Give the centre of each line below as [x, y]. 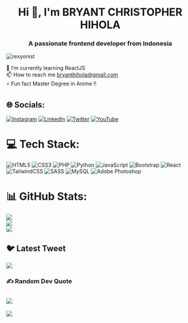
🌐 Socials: [26, 105]
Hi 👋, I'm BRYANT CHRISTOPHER [100, 12]
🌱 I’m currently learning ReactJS [46, 68]
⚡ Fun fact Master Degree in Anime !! [51, 84]
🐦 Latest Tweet [36, 248]
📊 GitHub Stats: [47, 197]
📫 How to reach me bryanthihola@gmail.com [62, 75]
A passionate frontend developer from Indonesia [100, 44]
